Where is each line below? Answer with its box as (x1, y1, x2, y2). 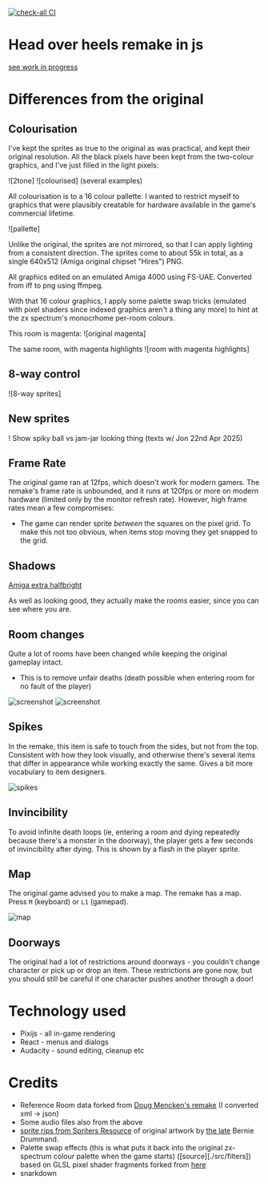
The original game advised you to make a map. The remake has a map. (8, 888, 242, 898)
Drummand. (19, 1134, 59, 1144)
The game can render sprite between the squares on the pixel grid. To (19, 519, 251, 528)
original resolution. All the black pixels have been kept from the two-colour (8, 152, 254, 161)
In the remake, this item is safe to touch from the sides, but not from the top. (8, 742, 259, 751)
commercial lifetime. (8, 208, 75, 218)
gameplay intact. (8, 657, 64, 667)
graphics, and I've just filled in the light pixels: (8, 160, 159, 170)
